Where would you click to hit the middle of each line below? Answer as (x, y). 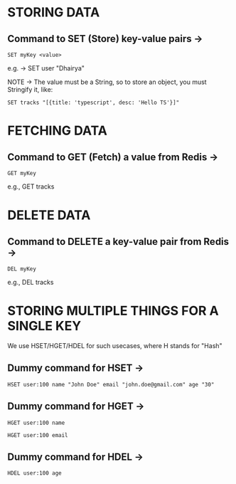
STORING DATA (54, 12)
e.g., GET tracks (31, 186)
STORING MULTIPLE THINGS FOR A (113, 311)
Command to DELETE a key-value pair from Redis (118, 242)
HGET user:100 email (38, 435)
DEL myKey (22, 269)
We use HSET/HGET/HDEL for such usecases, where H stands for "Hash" (115, 345)
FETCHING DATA (58, 131)
